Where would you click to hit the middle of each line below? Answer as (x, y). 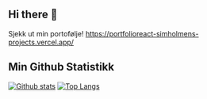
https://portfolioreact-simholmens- (142, 33)
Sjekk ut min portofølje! (46, 33)
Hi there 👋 (33, 15)
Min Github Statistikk (61, 67)
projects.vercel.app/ (41, 42)
